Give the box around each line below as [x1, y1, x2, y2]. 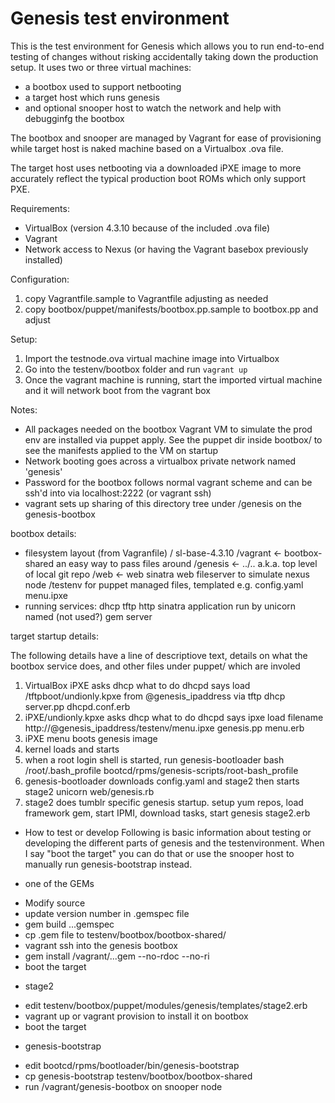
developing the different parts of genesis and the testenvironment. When [24, 837, 325, 849]
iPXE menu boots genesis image [24, 732, 158, 744]
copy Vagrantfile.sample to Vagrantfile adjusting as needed [24, 292, 269, 304]
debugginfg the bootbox [24, 112, 125, 124]
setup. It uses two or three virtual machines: [10, 61, 192, 73]
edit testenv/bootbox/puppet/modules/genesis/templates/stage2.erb [24, 999, 308, 1011]
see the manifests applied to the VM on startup [24, 444, 219, 456]
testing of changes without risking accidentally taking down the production [10, 50, 319, 62]
